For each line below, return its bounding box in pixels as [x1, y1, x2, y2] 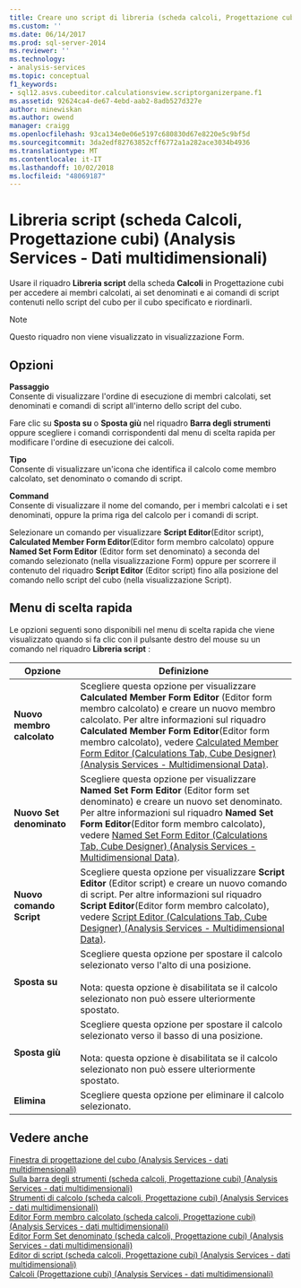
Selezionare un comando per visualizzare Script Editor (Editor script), [9, 527, 264, 538]
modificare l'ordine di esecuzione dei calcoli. [9, 437, 175, 447]
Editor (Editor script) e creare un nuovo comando [80, 877, 288, 889]
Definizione [158, 664, 209, 677]
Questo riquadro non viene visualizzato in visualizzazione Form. [9, 332, 245, 342]
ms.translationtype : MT [9, 146, 99, 155]
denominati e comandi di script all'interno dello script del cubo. [9, 401, 242, 411]
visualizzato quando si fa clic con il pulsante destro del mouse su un [9, 634, 262, 644]
